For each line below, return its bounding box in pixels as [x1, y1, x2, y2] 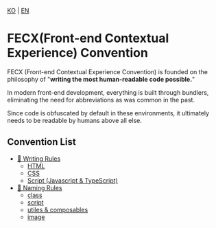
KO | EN [7, 7, 29, 14]
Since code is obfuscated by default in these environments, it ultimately [7, 109, 210, 117]
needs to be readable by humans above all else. [7, 116, 142, 124]
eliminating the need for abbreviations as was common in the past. [7, 95, 195, 104]
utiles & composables [27, 205, 88, 214]
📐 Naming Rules [16, 183, 63, 192]
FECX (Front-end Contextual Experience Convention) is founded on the [7, 67, 208, 76]
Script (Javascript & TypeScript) [27, 176, 118, 185]
